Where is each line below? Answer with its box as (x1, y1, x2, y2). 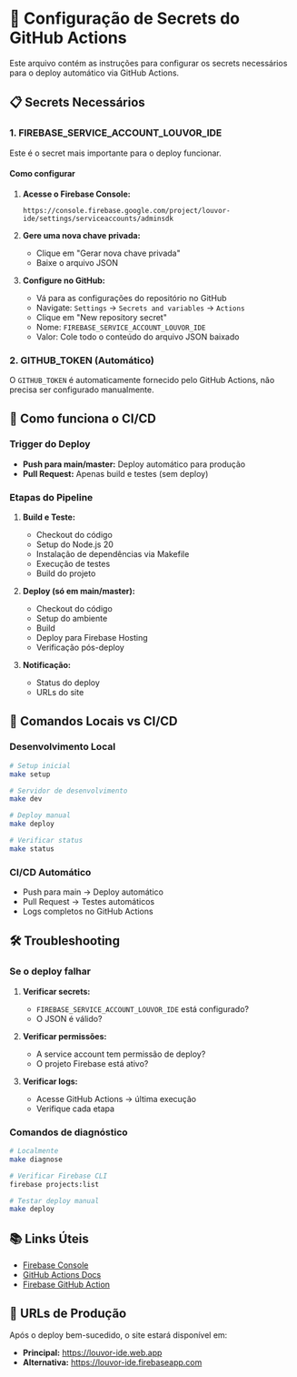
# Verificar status (9, 836, 84, 845)
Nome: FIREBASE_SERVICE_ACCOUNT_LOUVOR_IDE (35, 321, 206, 332)
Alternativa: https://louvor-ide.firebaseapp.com (22, 1356, 203, 1368)
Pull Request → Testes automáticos (22, 896, 155, 907)
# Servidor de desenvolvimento (9, 786, 128, 795)
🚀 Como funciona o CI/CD (9, 410, 156, 426)
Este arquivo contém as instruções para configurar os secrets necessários (9, 57, 288, 68)
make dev (9, 795, 43, 804)
